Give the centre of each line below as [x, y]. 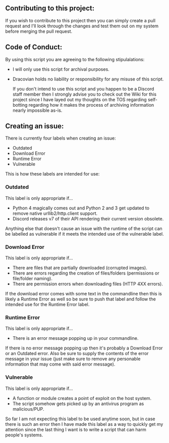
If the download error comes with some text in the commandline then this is [84, 294]
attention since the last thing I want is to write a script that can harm [76, 429]
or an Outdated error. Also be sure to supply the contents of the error [77, 353]
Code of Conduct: [34, 47]
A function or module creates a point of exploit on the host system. [82, 398]
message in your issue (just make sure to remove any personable [73, 359]
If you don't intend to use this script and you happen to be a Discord [83, 88]
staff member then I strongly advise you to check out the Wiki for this [84, 94]
